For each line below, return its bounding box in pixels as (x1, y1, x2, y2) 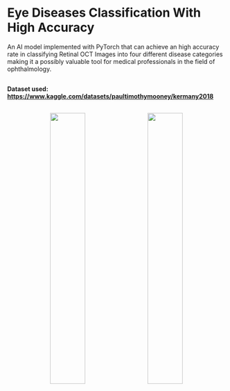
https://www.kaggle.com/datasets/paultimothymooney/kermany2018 (7, 92, 214, 101)
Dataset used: (7, 85, 48, 93)
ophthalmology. (7, 65, 52, 73)
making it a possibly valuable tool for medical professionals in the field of (7, 57, 215, 65)
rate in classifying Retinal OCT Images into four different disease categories (7, 50, 223, 58)
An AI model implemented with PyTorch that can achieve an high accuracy (7, 42, 220, 51)
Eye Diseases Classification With (7, 5, 201, 21)
